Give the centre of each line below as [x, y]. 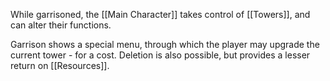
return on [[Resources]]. [60, 65]
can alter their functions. [61, 25]
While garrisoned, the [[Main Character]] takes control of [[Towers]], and [160, 14]
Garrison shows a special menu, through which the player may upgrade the [165, 44]
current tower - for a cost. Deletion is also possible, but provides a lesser [160, 55]
